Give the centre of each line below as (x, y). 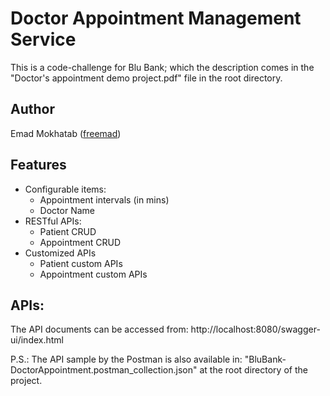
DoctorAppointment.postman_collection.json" (104, 370)
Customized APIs (60, 253)
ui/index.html (37, 340)
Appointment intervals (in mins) (104, 199)
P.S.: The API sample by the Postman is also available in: (126, 359)
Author (32, 109)
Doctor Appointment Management (156, 18)
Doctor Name (67, 210)
